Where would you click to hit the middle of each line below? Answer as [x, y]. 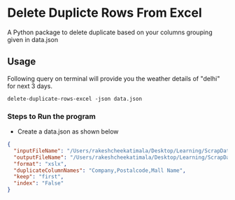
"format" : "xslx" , [41, 164]
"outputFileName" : [41, 157]
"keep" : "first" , [39, 177]
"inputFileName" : [39, 151]
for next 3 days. [30, 86]
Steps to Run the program [52, 116]
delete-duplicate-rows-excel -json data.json [74, 99]
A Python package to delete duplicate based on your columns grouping [110, 32]
